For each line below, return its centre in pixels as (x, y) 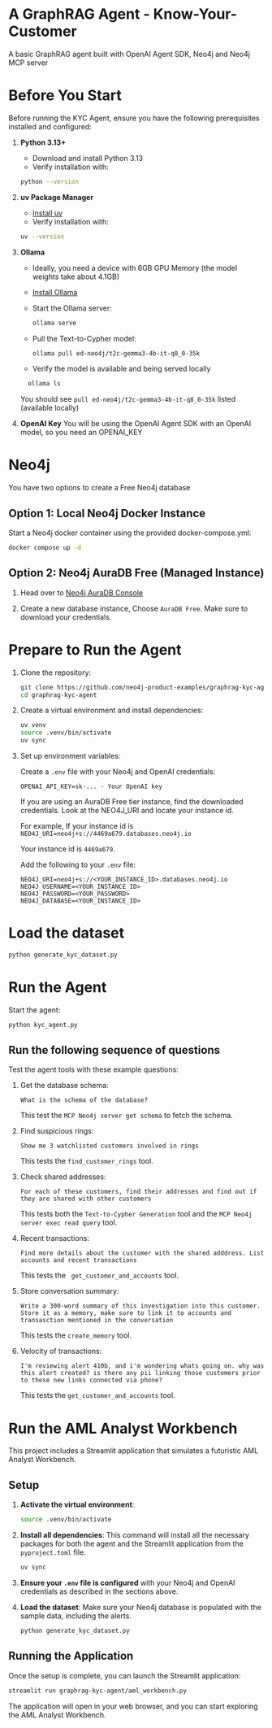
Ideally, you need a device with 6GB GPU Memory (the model (135, 268)
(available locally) (50, 408)
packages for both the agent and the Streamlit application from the (132, 1544)
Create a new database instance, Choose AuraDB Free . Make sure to (134, 608)
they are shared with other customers (86, 1199)
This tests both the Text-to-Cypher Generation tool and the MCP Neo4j (136, 1214)
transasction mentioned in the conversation (97, 1321)
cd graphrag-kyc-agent (58, 695)
